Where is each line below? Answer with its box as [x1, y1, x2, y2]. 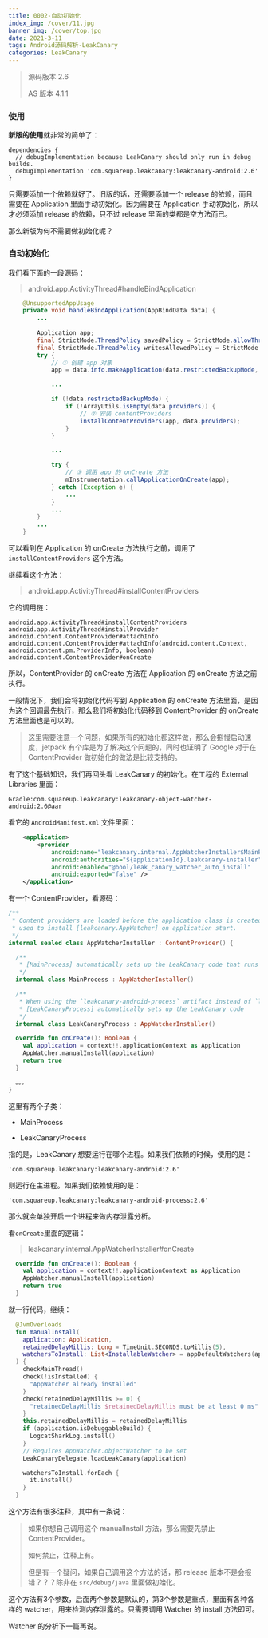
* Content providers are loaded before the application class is [11, 916, 234, 925]
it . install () [29, 1476, 73, 1485]
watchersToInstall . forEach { [22, 1469, 120, 1477]
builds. [8, 161, 34, 169]
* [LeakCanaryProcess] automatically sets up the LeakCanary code [18, 1004, 245, 1013]
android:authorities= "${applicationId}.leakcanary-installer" [50, 856, 262, 864]
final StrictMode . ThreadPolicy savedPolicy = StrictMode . [37, 336, 234, 344]
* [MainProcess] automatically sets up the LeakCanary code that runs [18, 960, 259, 969]
